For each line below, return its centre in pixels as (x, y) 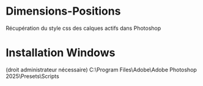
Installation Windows (61, 53)
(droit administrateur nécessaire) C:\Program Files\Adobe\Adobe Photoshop (101, 70)
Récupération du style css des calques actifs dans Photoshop (83, 28)
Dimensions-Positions (63, 11)
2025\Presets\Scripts (32, 76)
